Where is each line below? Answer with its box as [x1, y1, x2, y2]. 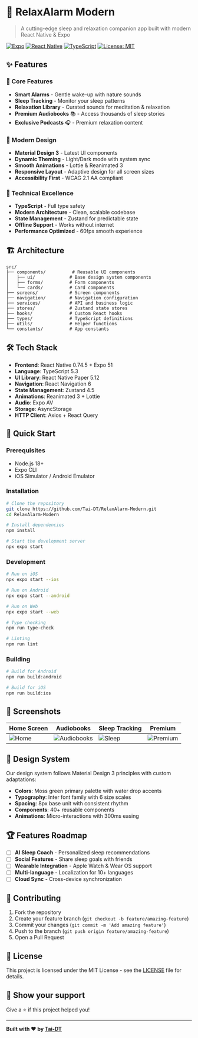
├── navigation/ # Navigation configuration [6, 295, 138, 301]
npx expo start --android [6, 593, 70, 599]
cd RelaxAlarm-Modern [6, 511, 60, 517]
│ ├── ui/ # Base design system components [6, 275, 151, 280]
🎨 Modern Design [6, 136, 57, 144]
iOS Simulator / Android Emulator [14, 472, 95, 479]
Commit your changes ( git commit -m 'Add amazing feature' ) [14, 921, 166, 929]
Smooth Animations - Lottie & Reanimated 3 [14, 162, 123, 169]
